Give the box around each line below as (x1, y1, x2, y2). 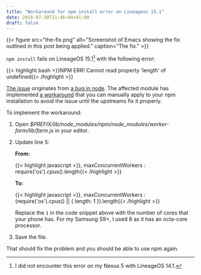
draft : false (6, 20, 39, 26)
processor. (14, 222, 42, 229)
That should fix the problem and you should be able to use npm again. (6, 245, 179, 252)
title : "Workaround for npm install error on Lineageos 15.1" (6, 8, 165, 15)
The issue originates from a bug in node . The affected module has (6, 85, 169, 92)
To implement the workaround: (6, 109, 82, 117)
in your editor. (54, 127, 89, 135)
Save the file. (14, 234, 48, 241)
